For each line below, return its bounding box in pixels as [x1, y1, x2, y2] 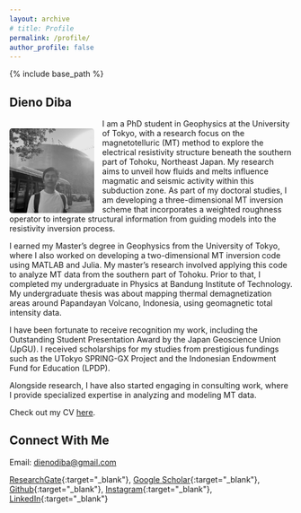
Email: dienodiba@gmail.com [9, 456, 117, 467]
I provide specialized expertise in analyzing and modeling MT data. [9, 390, 257, 401]
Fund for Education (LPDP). [9, 363, 111, 374]
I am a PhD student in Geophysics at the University [102, 118, 290, 129]
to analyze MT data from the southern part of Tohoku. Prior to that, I [9, 269, 261, 280]
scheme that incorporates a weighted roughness [102, 204, 282, 215]
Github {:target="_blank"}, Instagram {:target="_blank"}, [9, 483, 213, 494]
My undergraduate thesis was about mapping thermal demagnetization [9, 288, 272, 300]
